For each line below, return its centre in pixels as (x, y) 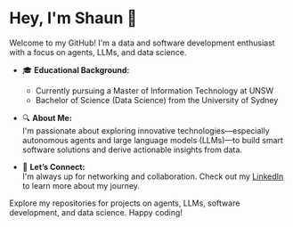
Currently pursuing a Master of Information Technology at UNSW (155, 90)
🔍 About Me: (47, 118)
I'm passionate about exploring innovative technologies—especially (146, 130)
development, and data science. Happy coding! (96, 212)
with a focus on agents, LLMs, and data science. (98, 52)
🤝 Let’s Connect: (53, 166)
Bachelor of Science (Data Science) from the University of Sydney (157, 100)
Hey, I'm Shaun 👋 (73, 18)
